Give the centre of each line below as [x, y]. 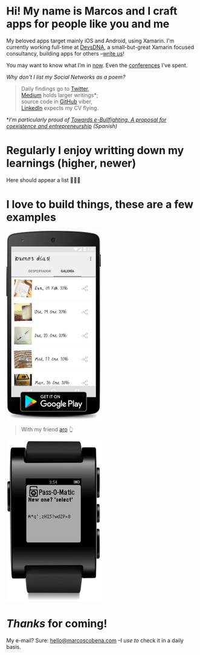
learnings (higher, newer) [71, 163]
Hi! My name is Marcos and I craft [92, 11]
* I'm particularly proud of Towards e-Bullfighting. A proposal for [86, 120]
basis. [14, 647]
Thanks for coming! [57, 624]
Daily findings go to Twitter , [55, 88]
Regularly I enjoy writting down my [95, 151]
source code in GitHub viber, [56, 102]
